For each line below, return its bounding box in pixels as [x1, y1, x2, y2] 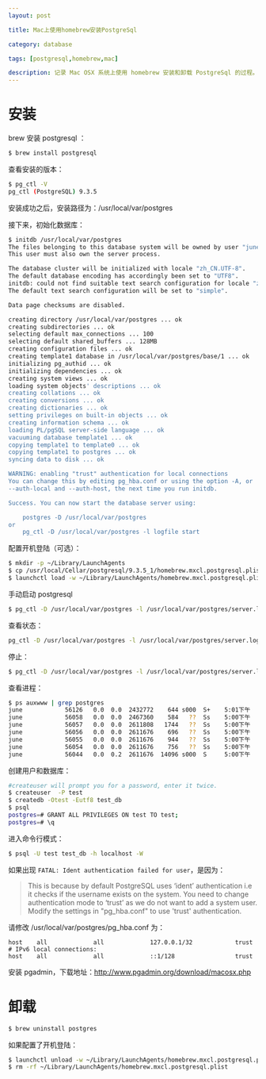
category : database [8, 40, 73, 48]
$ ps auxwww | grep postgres [8, 699, 104, 707]
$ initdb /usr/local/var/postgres [8, 236, 123, 244]
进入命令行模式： [8, 834, 64, 843]
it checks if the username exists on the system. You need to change [27, 889, 249, 899]
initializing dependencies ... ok [8, 367, 123, 375]
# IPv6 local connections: [8, 945, 97, 953]
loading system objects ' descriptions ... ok [8, 382, 161, 390]
